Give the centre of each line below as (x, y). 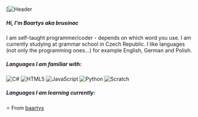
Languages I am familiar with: (44, 64)
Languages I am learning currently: (51, 93)
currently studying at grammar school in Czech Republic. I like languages (96, 44)
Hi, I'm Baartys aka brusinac (42, 23)
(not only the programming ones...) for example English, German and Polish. (99, 50)
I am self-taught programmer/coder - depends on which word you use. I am (99, 37)
